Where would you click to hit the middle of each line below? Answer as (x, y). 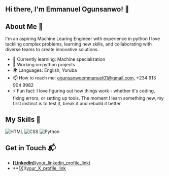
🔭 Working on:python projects (44, 65)
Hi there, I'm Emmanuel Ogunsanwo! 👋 (67, 9)
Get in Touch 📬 (30, 148)
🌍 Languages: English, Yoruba (45, 70)
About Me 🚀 (24, 27)
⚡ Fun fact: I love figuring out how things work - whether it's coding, (84, 91)
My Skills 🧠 (23, 119)
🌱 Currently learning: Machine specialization (59, 59)
